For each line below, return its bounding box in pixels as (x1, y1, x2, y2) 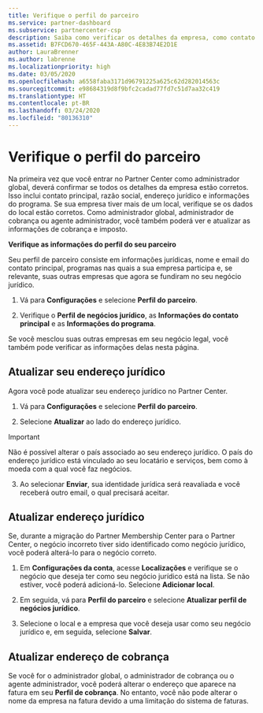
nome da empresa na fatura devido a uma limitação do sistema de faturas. (8, 696, 250, 706)
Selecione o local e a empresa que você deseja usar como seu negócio (19, 619, 251, 629)
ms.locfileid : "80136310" (8, 114, 93, 122)
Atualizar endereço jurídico (8, 511, 145, 524)
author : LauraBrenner (8, 48, 80, 56)
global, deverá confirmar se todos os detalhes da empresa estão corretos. (8, 182, 249, 191)
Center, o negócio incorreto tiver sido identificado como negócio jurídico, (8, 540, 246, 549)
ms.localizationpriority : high (8, 63, 111, 71)
